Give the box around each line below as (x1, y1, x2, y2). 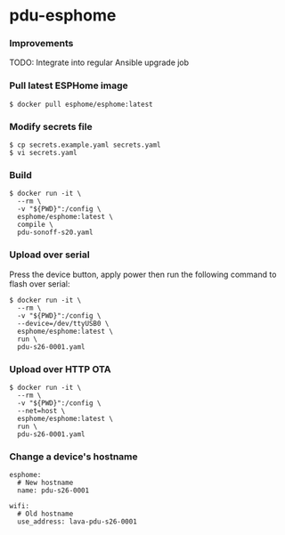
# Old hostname (17, 509, 74, 519)
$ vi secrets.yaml (9, 149, 77, 158)
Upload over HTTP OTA (9, 362, 111, 375)
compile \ (17, 220, 53, 230)
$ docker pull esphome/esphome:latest (9, 100, 153, 109)
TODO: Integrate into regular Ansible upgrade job (9, 57, 190, 68)
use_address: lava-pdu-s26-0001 (17, 517, 138, 526)
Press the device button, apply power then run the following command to (9, 269, 277, 280)
